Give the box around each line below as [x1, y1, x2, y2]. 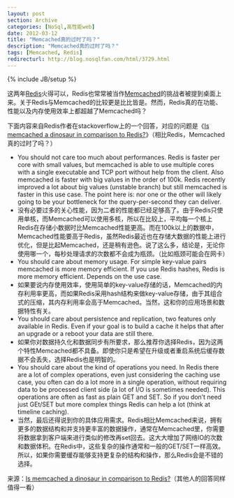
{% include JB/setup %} [7, 75, 77, 83]
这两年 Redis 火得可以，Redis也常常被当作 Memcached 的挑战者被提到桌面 [7, 89, 216, 98]
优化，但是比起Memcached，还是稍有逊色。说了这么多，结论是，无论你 [17, 240, 225, 249]
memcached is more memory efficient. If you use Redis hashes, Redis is [17, 265, 225, 273]
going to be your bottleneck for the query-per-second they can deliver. [17, 197, 222, 206]
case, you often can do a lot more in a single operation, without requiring [17, 378, 227, 386]
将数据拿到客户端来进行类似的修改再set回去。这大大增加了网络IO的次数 [17, 433, 223, 441]
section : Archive [7, 17, 58, 24]
